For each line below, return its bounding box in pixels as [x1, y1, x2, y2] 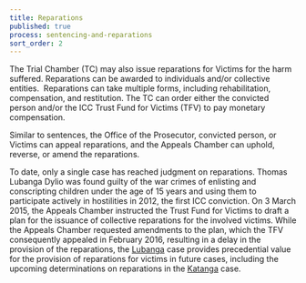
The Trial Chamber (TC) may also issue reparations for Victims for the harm [9, 64, 292, 75]
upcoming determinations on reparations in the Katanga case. [9, 263, 241, 274]
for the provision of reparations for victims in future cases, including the [9, 254, 280, 265]
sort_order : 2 [9, 38, 64, 48]
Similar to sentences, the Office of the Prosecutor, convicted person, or [9, 129, 277, 141]
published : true [9, 22, 71, 31]
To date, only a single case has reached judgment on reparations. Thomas [9, 167, 289, 177]
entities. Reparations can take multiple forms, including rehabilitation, [9, 83, 271, 94]
